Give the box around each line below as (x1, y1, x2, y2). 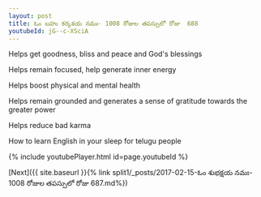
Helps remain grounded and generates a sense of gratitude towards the (8, 96, 248, 106)
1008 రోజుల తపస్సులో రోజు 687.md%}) (8, 178, 128, 188)
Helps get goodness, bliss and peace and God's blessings (8, 49, 203, 59)
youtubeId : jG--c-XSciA (8, 27, 89, 35)
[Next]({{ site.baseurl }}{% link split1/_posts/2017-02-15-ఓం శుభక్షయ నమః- (8, 168, 253, 178)
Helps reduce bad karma (8, 121, 92, 131)
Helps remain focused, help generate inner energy (8, 65, 177, 75)
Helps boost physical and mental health (8, 80, 140, 90)
